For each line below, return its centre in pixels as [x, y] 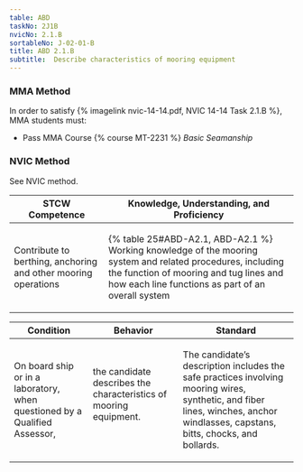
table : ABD [30, 18]
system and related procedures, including [196, 261]
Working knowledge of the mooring [183, 250]
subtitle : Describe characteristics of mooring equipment [123, 60]
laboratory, [37, 388]
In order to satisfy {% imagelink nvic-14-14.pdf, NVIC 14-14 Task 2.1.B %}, [146, 111]
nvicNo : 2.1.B [36, 34]
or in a [27, 377]
